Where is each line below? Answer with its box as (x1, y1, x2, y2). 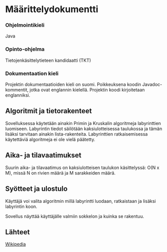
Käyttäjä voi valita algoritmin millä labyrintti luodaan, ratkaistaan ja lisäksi (5, 198, 156, 204)
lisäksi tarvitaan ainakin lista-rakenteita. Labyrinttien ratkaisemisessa (5, 131, 148, 137)
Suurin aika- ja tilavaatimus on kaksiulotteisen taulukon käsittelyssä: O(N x (5, 164, 160, 171)
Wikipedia (5, 241, 26, 247)
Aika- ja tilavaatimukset (5, 151, 82, 160)
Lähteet (5, 228, 30, 236)
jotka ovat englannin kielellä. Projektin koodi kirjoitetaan (29, 87, 145, 93)
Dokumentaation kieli (5, 70, 59, 77)
